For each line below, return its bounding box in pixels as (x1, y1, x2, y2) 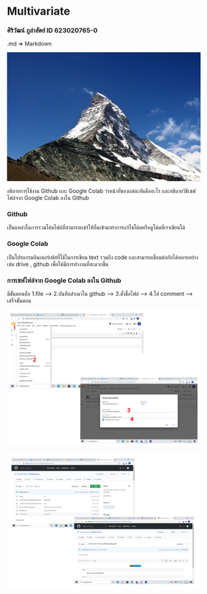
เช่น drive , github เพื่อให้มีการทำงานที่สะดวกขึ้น (7, 260, 109, 268)
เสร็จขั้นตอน (7, 297, 31, 304)
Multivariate (7, 4, 71, 18)
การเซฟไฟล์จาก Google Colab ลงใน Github (7, 276, 122, 285)
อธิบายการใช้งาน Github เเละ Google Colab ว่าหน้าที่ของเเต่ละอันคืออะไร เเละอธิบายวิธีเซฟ (7, 187, 196, 195)
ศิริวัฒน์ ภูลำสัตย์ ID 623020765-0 (7, 26, 98, 35)
